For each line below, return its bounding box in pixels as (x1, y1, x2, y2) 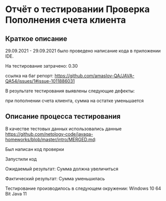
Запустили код (5, 156, 37, 162)
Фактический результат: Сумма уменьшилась (5, 175, 105, 181)
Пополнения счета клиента (5, 14, 126, 26)
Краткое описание (5, 34, 67, 43)
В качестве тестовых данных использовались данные (5, 125, 122, 132)
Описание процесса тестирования (5, 112, 121, 121)
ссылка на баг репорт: (5, 73, 54, 79)
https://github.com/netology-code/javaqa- (5, 131, 93, 137)
